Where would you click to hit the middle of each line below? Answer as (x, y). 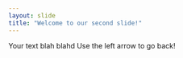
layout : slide (32, 15)
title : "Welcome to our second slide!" (75, 23)
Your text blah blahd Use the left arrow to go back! (92, 45)
